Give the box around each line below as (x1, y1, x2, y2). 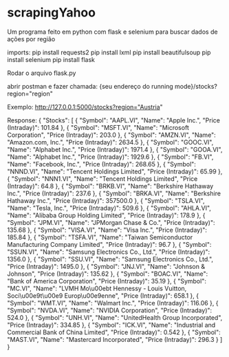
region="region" (7, 89, 53, 98)
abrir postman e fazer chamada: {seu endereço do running (7, 82, 173, 90)
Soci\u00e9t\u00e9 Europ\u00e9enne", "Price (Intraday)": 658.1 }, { (7, 291, 199, 300)
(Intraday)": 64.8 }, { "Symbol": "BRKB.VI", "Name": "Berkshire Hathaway (7, 182, 214, 190)
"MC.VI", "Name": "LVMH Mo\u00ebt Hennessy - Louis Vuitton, (7, 284, 187, 292)
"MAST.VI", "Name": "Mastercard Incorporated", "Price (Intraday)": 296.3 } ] (7, 335, 223, 343)
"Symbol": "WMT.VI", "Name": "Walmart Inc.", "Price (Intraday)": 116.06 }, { (7, 299, 219, 307)
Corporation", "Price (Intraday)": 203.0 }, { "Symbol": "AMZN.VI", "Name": (7, 131, 217, 139)
